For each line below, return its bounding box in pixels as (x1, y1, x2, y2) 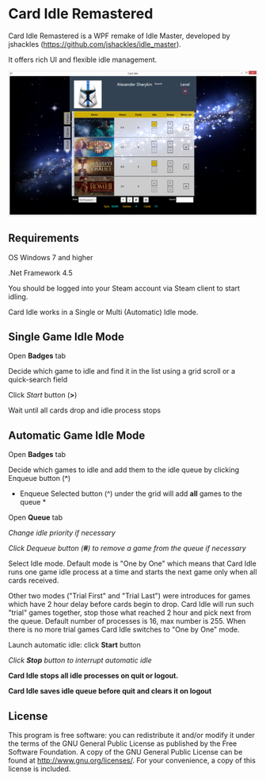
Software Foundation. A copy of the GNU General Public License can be (8, 747, 243, 757)
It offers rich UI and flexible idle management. (8, 55, 158, 64)
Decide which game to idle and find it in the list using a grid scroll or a (8, 367, 236, 376)
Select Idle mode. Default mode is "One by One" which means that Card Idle (8, 559, 257, 568)
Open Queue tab (8, 513, 63, 522)
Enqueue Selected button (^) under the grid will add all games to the (19, 489, 243, 498)
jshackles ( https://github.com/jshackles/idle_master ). (8, 39, 182, 48)
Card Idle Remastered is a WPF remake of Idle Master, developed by (8, 31, 231, 40)
